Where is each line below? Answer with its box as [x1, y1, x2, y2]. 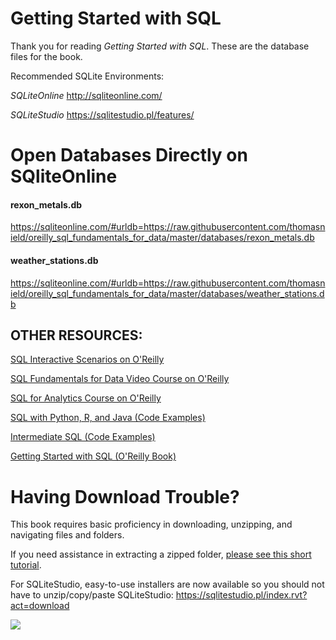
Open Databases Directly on [10, 144, 248, 167]
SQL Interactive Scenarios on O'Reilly [10, 353, 165, 366]
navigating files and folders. [10, 529, 125, 541]
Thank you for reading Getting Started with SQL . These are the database [10, 40, 310, 52]
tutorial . [10, 559, 42, 571]
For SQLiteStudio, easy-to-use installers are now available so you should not [10, 578, 325, 591]
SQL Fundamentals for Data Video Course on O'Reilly [10, 373, 230, 385]
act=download [10, 600, 70, 612]
